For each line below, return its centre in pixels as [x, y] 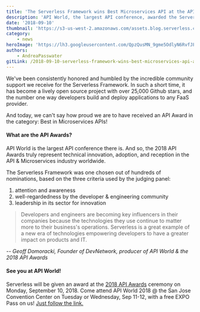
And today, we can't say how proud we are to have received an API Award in [100, 115]
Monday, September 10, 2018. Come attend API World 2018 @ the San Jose [99, 290]
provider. [17, 103]
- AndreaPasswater [40, 56]
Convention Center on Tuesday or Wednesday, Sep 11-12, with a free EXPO [98, 297]
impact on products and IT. [54, 239]
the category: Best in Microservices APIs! [57, 121]
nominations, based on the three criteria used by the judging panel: [88, 178]
